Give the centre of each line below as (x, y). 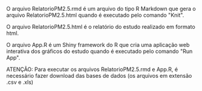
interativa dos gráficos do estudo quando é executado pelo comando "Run (99, 51)
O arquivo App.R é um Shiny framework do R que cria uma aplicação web (98, 45)
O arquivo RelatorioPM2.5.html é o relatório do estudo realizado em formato (101, 27)
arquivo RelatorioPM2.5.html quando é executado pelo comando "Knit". (95, 15)
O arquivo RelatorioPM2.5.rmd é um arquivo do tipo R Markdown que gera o (101, 9)
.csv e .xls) (20, 82)
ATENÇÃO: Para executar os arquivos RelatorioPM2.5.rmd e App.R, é (92, 69)
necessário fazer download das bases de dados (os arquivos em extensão (99, 76)
